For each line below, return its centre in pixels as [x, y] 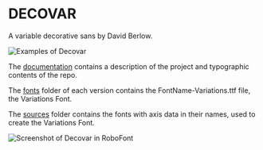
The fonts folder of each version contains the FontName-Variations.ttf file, [130, 90]
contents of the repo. [43, 75]
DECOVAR [43, 14]
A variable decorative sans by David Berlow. [80, 36]
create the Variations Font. [52, 122]
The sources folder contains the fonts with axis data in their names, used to [132, 114]
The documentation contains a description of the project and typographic [129, 66]
